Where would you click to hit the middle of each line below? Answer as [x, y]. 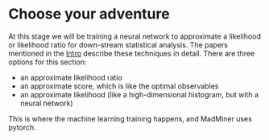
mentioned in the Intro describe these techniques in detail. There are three [132, 53]
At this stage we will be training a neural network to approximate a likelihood [135, 36]
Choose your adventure [89, 14]
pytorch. [22, 127]
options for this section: [48, 62]
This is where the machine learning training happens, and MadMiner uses [130, 118]
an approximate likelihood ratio [71, 77]
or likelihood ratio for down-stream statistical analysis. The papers [118, 44]
